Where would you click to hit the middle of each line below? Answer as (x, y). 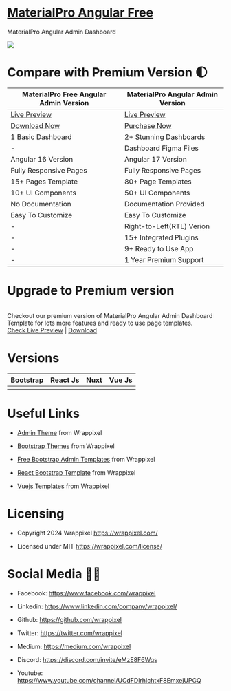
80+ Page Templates (158, 182)
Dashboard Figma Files (162, 148)
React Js (65, 380)
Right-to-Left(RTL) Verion (167, 226)
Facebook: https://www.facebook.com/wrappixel (86, 593)
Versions (33, 358)
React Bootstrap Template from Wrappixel (76, 472)
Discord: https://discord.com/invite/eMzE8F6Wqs (87, 659)
